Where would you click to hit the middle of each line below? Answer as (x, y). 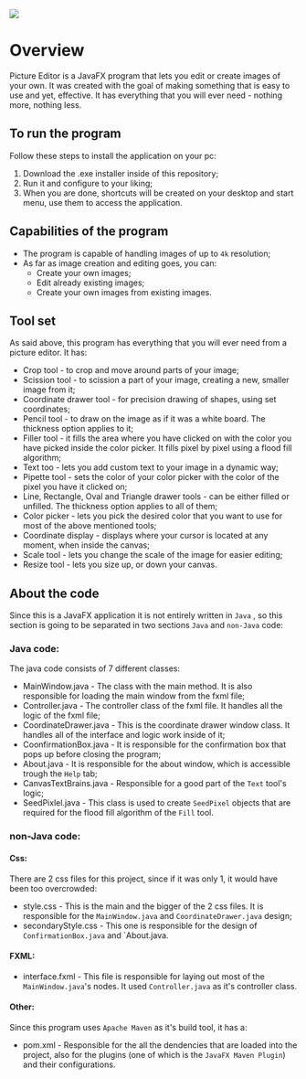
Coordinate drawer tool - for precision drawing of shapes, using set (149, 400)
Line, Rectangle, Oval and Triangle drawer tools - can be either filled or (156, 497)
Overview (47, 51)
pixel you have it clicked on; (75, 487)
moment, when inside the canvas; (86, 545)
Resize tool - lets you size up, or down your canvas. (120, 565)
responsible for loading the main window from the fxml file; (133, 696)
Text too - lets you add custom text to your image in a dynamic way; (150, 467)
